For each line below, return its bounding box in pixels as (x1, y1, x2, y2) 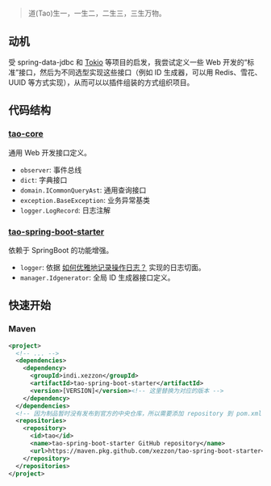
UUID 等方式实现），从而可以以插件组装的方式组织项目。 (8, 78, 194, 87)
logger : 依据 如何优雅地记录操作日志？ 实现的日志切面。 (19, 262, 206, 272)
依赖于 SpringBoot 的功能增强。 (8, 245, 114, 255)
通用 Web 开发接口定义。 (8, 147, 91, 157)
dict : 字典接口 (19, 175, 68, 184)
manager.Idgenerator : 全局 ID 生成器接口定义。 (19, 273, 175, 282)
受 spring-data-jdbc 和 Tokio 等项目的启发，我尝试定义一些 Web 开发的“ (8, 57, 248, 67)
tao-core (8, 129, 44, 140)
